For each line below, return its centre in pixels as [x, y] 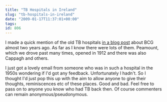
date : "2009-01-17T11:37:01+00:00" [42, 19]
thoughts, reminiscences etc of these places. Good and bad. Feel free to [80, 84]
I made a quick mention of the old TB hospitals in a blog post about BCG [79, 42]
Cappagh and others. [27, 58]
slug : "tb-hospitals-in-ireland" [40, 14]
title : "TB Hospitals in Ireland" [41, 10]
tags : [11, 24]
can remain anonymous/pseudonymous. [47, 95]
